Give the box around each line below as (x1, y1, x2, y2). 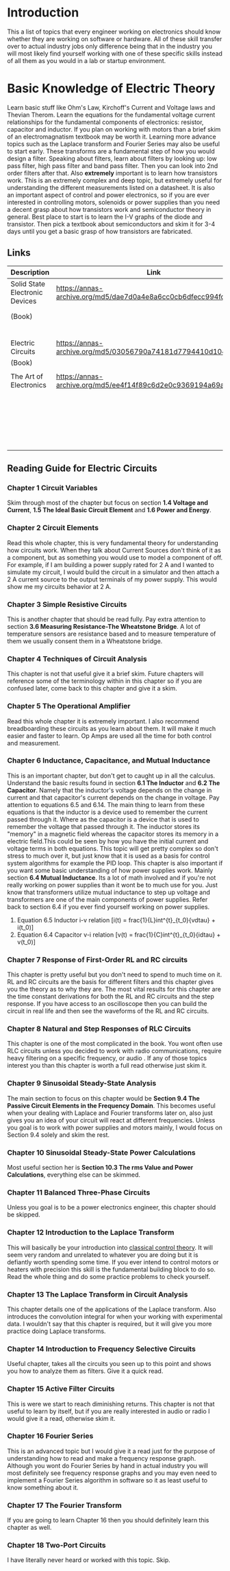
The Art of (10, 372, 43, 381)
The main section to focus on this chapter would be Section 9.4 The (7, 1094, 200, 1102)
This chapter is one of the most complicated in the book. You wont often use (7, 1040, 222, 1048)
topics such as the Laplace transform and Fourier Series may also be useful (7, 139, 220, 148)
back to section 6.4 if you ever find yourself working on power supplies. (7, 902, 210, 911)
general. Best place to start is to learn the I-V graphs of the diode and (7, 213, 203, 221)
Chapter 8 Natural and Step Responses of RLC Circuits (7, 1024, 192, 1033)
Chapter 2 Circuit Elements (7, 523, 99, 533)
